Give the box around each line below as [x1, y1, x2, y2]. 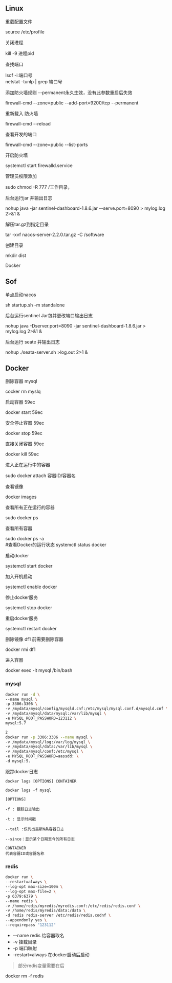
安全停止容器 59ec [5, 420, 45, 426]
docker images [5, 494, 37, 500]
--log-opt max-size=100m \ [5, 884, 63, 889]
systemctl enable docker [5, 584, 57, 590]
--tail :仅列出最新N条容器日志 [5, 826, 64, 832]
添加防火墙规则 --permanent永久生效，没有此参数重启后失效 [5, 89, 133, 96]
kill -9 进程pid [5, 50, 34, 56]
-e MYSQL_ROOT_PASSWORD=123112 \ [5, 716, 77, 721]
